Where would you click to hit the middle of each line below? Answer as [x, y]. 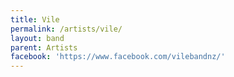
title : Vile [35, 19]
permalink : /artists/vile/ [66, 29]
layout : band [37, 38]
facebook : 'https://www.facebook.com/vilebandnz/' [118, 57]
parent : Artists [44, 47]
